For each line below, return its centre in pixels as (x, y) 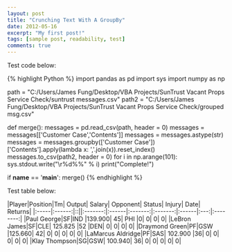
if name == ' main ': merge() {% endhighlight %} (75, 177)
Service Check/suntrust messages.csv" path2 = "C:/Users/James (101, 99)
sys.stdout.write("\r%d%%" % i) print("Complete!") (81, 164)
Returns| (19, 212)
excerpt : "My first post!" (46, 33)
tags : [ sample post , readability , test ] (66, 39)
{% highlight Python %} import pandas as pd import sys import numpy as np (116, 79)
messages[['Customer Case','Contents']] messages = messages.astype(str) (115, 135)
